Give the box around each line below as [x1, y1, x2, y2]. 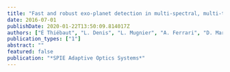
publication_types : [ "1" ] [7, 36, 81, 43]
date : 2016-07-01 [7, 16, 57, 23]
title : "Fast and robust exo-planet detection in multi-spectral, [7, 10, 201, 17]
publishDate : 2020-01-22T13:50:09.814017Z [7, 23, 130, 29]
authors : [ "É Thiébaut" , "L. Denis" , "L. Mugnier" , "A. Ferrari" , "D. [7, 29, 213, 36]
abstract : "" [7, 42, 44, 49]
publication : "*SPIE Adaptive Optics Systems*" [7, 55, 146, 62]
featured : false [7, 49, 53, 56]
